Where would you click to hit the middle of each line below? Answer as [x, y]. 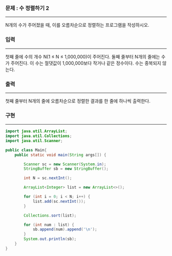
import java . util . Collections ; [39, 136]
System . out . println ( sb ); [50, 239]
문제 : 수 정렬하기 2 [27, 8]
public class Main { [26, 150]
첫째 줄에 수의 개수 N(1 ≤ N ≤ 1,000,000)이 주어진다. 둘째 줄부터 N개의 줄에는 [83, 56]
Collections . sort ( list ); [50, 215]
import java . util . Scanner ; [34, 141]
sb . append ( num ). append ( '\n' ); [65, 229]
